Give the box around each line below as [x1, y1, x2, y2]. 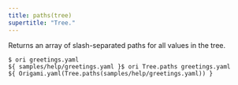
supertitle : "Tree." [8, 19, 76, 27]
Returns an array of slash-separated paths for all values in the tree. [8, 40, 226, 50]
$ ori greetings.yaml [8, 56, 80, 64]
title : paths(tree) [8, 11, 73, 20]
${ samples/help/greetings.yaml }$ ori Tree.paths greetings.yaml [8, 62, 231, 71]
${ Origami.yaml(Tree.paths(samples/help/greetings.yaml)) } [8, 69, 214, 77]
